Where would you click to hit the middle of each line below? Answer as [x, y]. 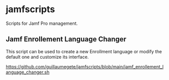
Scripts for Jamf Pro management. [42, 23]
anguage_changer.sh [28, 72]
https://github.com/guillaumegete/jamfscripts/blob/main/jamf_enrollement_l [85, 66]
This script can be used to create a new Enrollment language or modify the [84, 51]
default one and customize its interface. [47, 57]
